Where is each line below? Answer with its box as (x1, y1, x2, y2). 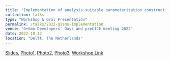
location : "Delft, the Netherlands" (5, 36, 83, 41)
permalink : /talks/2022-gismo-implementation (5, 21, 103, 27)
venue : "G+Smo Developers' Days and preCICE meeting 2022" (5, 26, 133, 32)
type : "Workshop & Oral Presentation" (5, 17, 88, 22)
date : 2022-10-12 (5, 31, 42, 36)
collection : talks (5, 12, 44, 17)
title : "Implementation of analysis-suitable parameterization (5, 7, 142, 13)
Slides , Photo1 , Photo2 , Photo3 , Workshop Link (5, 49, 103, 56)
